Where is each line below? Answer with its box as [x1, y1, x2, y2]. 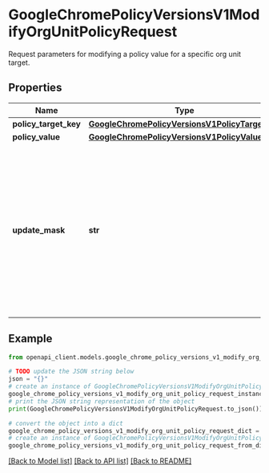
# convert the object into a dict [8, 419, 124, 427]
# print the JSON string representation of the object [8, 397, 195, 406]
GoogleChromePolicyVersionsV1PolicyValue [88, 131, 263, 142]
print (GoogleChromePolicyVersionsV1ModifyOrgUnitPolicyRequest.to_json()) [8, 405, 263, 413]
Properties [8, 81, 62, 95]
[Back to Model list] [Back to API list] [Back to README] [8, 456, 192, 466]
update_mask [12, 224, 66, 236]
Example [8, 332, 53, 346]
